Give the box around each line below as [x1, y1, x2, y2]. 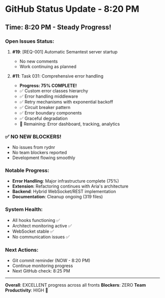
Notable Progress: [5, 167, 50, 174]
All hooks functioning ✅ [12, 217, 60, 223]
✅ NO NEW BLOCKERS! [5, 133, 61, 140]
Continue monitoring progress [12, 263, 73, 269]
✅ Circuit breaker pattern [19, 104, 71, 110]
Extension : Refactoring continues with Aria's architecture [12, 183, 129, 190]
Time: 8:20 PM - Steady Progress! [5, 23, 111, 31]
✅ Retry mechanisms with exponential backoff [19, 99, 113, 105]
